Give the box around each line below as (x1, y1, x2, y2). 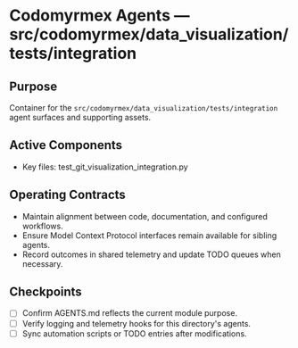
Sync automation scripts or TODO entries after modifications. (21, 327, 247, 339)
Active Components (9, 137, 123, 153)
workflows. (21, 220, 64, 231)
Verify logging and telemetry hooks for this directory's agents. (21, 318, 252, 328)
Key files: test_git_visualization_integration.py (21, 162, 189, 172)
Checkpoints (9, 285, 82, 300)
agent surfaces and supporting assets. (9, 112, 152, 122)
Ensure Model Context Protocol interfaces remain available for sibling (21, 229, 277, 241)
